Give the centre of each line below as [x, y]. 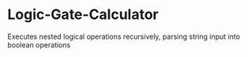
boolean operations [39, 44]
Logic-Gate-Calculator [83, 15]
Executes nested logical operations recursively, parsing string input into [124, 36]
